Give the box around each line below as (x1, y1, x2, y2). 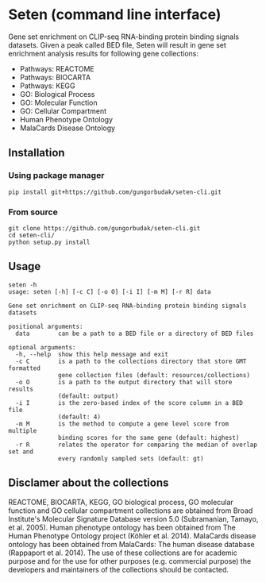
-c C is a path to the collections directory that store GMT (15, 357, 247, 365)
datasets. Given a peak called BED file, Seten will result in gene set (8, 40, 226, 49)
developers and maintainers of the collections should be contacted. (8, 565, 229, 574)
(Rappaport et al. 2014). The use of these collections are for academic (8, 548, 238, 557)
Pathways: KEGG (19, 81, 75, 91)
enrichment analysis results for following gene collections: (8, 48, 199, 58)
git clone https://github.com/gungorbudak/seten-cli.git (8, 224, 201, 232)
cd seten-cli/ (8, 231, 56, 239)
